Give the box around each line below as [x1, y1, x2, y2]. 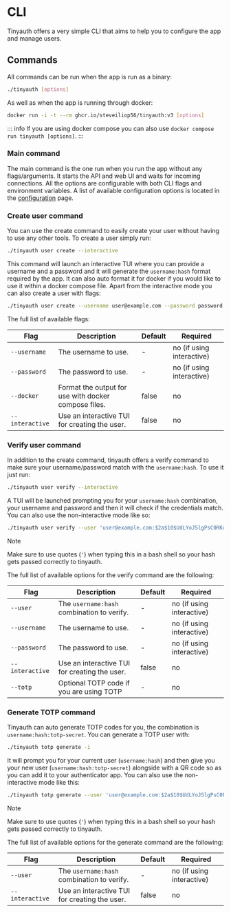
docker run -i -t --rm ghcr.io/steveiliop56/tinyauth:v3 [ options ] [7, 112, 205, 119]
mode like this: [38, 779, 80, 787]
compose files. [58, 399, 106, 409]
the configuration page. [7, 194, 74, 202]
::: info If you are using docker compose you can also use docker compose [7, 124, 214, 132]
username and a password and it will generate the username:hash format [7, 267, 211, 275]
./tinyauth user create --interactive [7, 248, 118, 254]
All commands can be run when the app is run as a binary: [7, 72, 172, 81]
